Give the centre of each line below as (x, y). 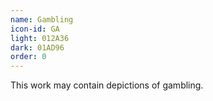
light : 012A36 (40, 38)
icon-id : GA (35, 29)
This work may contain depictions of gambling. (107, 85)
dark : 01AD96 (37, 47)
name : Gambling (42, 19)
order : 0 (28, 57)
